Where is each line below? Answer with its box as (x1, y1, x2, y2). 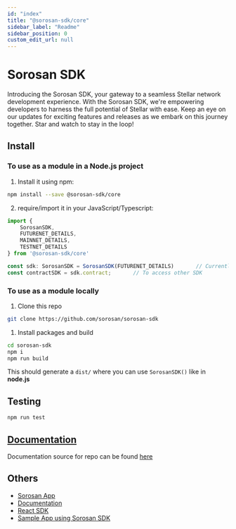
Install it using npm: (17, 177, 74, 186)
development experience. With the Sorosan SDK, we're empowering (7, 98, 204, 106)
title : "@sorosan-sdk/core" (7, 17, 90, 24)
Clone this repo (17, 302, 62, 310)
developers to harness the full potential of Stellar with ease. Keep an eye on (7, 105, 226, 113)
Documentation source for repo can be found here (7, 452, 153, 461)
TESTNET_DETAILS (20, 243, 68, 250)
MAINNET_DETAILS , (20, 237, 71, 244)
